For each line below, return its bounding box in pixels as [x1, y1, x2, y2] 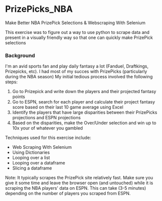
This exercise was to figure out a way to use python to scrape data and [5, 29, 150, 35]
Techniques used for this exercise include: [5, 134, 91, 141]
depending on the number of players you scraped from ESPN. [5, 191, 131, 197]
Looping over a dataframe [12, 160, 65, 166]
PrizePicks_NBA [5, 3, 73, 15]
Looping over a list [12, 155, 50, 161]
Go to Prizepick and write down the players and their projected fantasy [12, 89, 157, 95]
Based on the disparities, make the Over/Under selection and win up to [12, 120, 157, 126]
